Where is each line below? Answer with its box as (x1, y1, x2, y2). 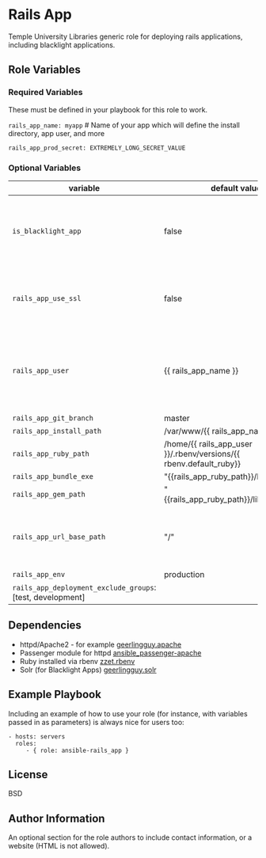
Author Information (8, 811, 105, 825)
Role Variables (8, 63, 81, 77)
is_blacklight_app (12, 226, 82, 235)
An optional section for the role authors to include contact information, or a (8, 833, 253, 842)
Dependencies (8, 619, 82, 632)
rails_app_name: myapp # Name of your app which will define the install (8, 120, 240, 130)
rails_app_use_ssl (12, 294, 82, 302)
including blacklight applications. (8, 40, 116, 49)
